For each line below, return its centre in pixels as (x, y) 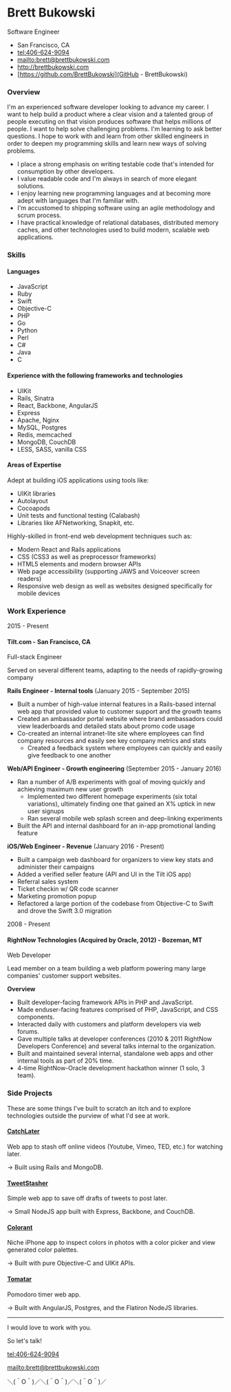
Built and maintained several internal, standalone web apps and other (115, 1054)
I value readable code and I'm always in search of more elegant (107, 179)
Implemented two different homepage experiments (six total (112, 797)
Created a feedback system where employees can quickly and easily (125, 748)
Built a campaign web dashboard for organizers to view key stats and (115, 860)
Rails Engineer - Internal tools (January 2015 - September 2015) (99, 691)
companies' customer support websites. (64, 976)
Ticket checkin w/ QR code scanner (68, 889)
